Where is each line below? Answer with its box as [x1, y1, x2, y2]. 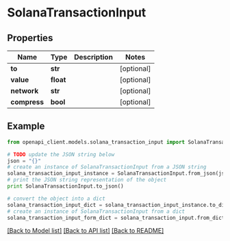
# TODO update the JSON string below [7, 151, 115, 158]
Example [7, 120, 45, 132]
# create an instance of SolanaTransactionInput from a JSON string [7, 164, 207, 170]
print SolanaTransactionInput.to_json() [7, 183, 125, 190]
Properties [7, 32, 53, 44]
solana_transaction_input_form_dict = [7, 214, 118, 221]
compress [10, 97, 44, 107]
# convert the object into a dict [7, 195, 106, 202]
